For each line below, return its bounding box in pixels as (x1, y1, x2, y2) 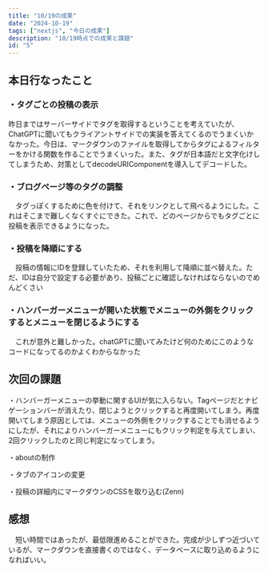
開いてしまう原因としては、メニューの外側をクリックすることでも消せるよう (8, 415, 260, 425)
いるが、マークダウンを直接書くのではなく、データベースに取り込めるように (8, 545, 260, 554)
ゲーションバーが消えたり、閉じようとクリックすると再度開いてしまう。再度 (8, 405, 260, 415)
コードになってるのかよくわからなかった (8, 347, 142, 356)
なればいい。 (8, 555, 50, 565)
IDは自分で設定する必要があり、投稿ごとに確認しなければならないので (22, 273, 254, 282)
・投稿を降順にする (8, 243, 82, 254)
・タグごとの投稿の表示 (8, 99, 98, 111)
